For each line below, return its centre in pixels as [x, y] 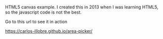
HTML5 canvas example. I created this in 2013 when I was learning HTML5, [82, 7]
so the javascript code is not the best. [43, 12]
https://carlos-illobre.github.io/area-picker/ [49, 31]
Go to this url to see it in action [36, 22]
